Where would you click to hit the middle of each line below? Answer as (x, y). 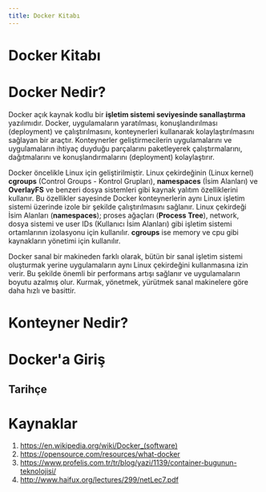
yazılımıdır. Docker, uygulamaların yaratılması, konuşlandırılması (113, 123)
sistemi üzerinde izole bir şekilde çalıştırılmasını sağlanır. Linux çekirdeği (127, 206)
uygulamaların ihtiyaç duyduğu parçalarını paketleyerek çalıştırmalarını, (125, 148)
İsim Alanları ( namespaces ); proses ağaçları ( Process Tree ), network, (124, 215)
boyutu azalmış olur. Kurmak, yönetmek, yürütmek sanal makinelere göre (128, 282)
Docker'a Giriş (57, 360)
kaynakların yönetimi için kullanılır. (64, 241)
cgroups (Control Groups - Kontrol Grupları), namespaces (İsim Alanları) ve (133, 181)
